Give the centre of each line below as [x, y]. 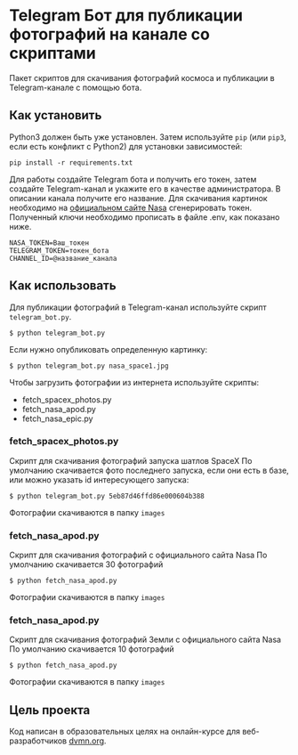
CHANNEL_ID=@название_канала [63, 258]
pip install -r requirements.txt [71, 162]
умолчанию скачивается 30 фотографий [86, 564]
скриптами [52, 53]
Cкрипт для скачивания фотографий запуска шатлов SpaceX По [131, 460]
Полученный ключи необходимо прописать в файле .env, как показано [145, 217]
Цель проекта [50, 710]
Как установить [56, 115]
